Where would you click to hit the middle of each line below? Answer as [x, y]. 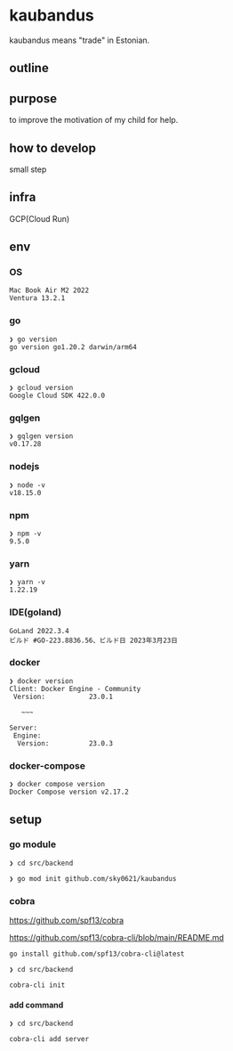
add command [36, 1005]
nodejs [24, 467]
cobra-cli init [37, 985]
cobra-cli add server [49, 1039]
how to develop [52, 148]
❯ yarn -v [28, 583]
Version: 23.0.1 [63, 697]
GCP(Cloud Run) [40, 218]
